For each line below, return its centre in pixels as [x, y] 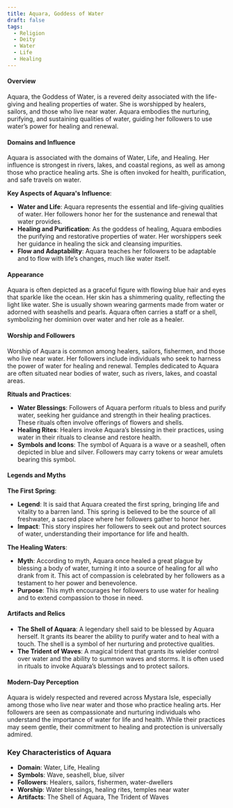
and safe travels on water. [44, 180]
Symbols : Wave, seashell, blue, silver [71, 775]
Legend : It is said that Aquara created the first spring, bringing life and [118, 504]
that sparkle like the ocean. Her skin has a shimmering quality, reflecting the [116, 297]
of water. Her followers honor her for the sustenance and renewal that [117, 214]
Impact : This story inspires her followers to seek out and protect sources [122, 526]
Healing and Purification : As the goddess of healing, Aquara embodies [119, 229]
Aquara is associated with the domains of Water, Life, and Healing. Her [109, 158]
